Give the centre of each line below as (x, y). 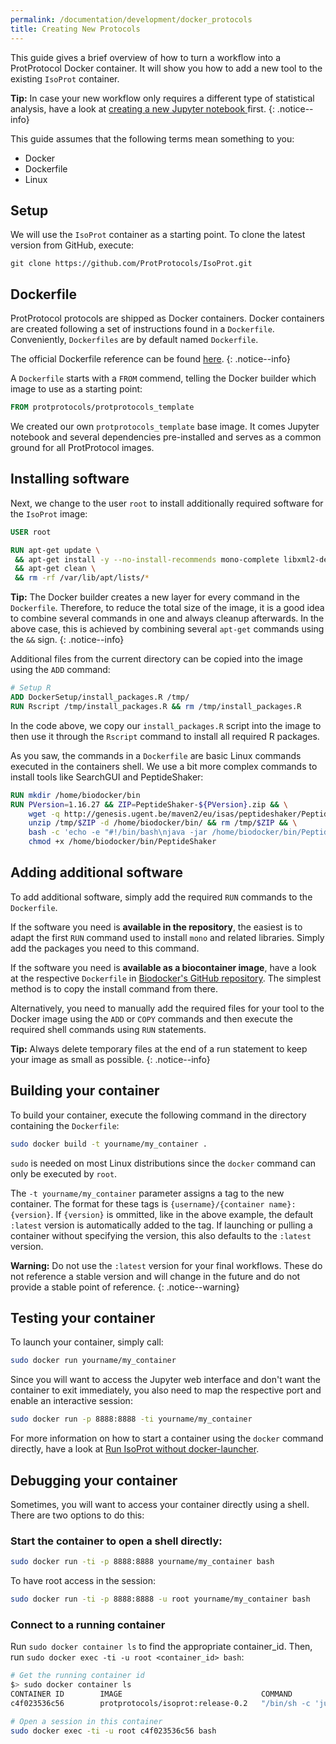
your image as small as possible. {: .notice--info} (110, 1059)
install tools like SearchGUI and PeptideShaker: (107, 777)
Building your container (85, 1091)
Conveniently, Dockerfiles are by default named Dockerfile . (134, 340)
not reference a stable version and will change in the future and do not (155, 1276)
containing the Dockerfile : (65, 1125)
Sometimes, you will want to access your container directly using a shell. (160, 1504)
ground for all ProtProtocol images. (82, 447)
